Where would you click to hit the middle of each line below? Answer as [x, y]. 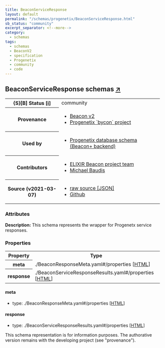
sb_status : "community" [29, 23]
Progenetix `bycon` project [100, 122]
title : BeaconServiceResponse [36, 10]
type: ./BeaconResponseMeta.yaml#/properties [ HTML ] [69, 303]
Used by [32, 143]
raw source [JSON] [92, 188]
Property [19, 255]
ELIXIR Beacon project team [102, 164]
